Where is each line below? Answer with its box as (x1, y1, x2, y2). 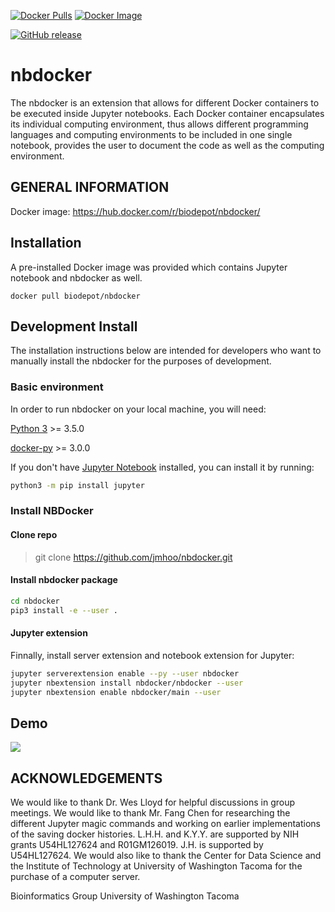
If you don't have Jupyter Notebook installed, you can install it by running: (10, 461, 315, 473)
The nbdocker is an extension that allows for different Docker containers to (10, 96, 320, 109)
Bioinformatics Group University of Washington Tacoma (10, 890, 240, 902)
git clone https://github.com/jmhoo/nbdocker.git (34, 551, 233, 563)
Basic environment (10, 380, 104, 394)
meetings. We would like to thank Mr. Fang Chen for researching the (10, 807, 291, 819)
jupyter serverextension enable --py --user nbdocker (10, 668, 240, 679)
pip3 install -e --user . (10, 605, 118, 615)
